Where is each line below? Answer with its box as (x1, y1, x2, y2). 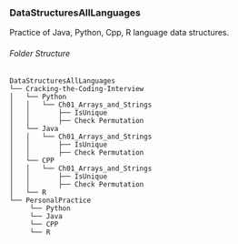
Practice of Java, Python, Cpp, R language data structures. (9, 27, 230, 38)
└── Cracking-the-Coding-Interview (9, 84, 144, 93)
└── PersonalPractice (9, 196, 92, 205)
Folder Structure (9, 47, 71, 58)
